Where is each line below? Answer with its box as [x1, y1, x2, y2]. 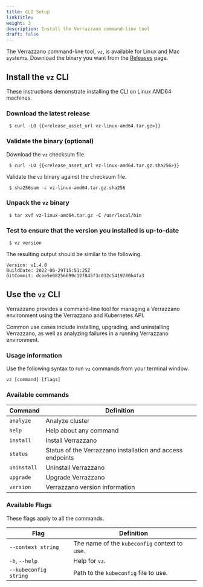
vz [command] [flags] [6, 377, 61, 383]
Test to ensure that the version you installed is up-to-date [6, 226, 179, 234]
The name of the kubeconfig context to [73, 539, 183, 547]
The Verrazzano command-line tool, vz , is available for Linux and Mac [6, 48, 180, 55]
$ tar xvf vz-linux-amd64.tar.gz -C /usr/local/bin [8, 212, 142, 218]
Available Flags [6, 501, 53, 509]
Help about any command [45, 426, 119, 435]
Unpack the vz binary [6, 199, 69, 207]
